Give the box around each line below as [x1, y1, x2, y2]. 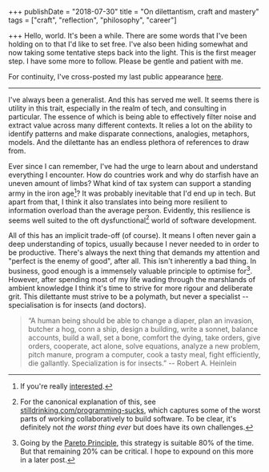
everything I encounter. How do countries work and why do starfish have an [8, 170, 259, 180]
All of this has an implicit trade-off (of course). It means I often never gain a [8, 231, 256, 240]
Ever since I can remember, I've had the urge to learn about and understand [8, 162, 259, 171]
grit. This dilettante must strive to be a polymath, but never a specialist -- [8, 292, 250, 301]
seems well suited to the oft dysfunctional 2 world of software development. [8, 214, 257, 225]
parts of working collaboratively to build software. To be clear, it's [19, 414, 237, 423]
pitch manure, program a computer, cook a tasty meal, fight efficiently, [27, 349, 261, 359]
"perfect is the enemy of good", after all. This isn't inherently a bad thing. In [8, 256, 257, 266]
